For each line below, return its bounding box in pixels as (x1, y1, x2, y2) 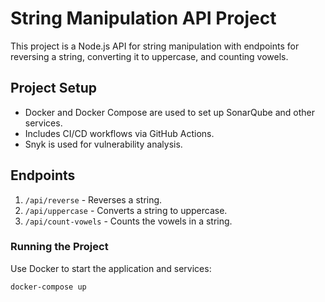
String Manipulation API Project (10, 7, 277, 30)
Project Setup (10, 80, 98, 97)
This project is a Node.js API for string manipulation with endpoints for (10, 40, 300, 52)
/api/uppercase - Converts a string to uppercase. (24, 204, 228, 216)
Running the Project (10, 240, 109, 254)
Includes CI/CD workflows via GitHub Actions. (24, 127, 215, 139)
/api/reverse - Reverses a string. (24, 193, 163, 206)
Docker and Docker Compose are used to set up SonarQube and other (24, 106, 315, 118)
